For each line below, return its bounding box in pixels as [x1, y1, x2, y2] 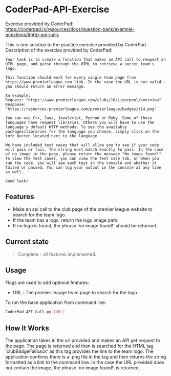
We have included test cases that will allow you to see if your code [5, 142, 159, 148]
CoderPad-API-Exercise [5, 4, 110, 15]
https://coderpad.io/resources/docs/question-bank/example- [5, 26, 135, 32]
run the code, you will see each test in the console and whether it [5, 160, 157, 166]
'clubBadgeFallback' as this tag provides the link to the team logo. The [5, 348, 154, 354]
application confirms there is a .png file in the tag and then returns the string [5, 354, 166, 360]
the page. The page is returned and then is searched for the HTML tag [5, 343, 154, 349]
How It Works [5, 324, 50, 332]
